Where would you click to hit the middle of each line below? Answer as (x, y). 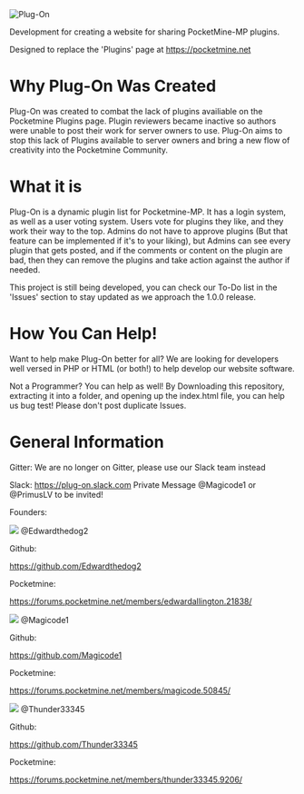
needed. (25, 269)
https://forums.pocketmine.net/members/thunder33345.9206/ (126, 779)
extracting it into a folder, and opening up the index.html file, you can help (147, 395)
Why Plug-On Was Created (113, 86)
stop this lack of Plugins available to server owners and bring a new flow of (150, 140)
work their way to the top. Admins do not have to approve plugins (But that (149, 231)
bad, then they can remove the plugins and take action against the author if (150, 260)
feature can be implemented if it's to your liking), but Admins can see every (150, 241)
